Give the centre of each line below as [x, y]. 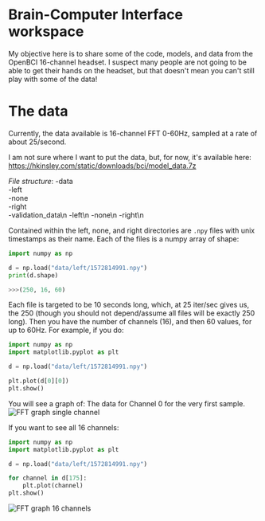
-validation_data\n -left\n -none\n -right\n [76, 215]
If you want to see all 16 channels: [64, 427]
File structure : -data [41, 181]
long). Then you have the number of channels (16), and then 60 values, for [130, 322]
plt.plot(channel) [53, 486]
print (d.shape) [33, 275]
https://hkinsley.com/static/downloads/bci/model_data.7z [102, 166]
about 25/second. [37, 142]
